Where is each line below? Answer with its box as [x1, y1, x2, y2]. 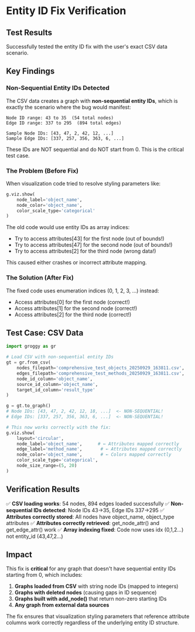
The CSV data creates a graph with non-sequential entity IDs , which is [6, 97, 178, 104]
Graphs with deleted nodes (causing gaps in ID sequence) [14, 589, 157, 596]
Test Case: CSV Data [6, 328, 84, 338]
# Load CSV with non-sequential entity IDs [6, 354, 114, 360]
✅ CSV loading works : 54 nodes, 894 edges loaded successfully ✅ [6, 500, 170, 507]
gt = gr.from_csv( [6, 359, 51, 365]
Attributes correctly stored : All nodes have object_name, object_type [6, 513, 175, 520]
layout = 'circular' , [16, 435, 64, 441]
